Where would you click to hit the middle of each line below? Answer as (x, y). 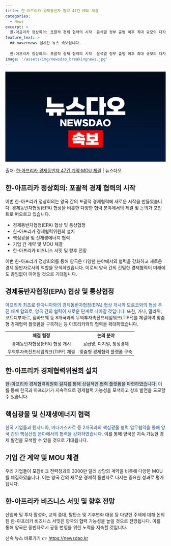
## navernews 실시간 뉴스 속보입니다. (46, 43)
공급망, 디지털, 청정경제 (106, 343)
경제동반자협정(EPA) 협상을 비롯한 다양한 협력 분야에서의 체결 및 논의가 (82, 208)
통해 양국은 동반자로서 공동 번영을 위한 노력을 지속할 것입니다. (66, 527)
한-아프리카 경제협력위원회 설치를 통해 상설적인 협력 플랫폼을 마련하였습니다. (81, 384)
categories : (18, 16)
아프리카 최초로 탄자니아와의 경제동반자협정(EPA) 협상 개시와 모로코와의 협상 (81, 305)
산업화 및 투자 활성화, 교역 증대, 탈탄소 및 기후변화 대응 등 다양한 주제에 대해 (80, 514)
